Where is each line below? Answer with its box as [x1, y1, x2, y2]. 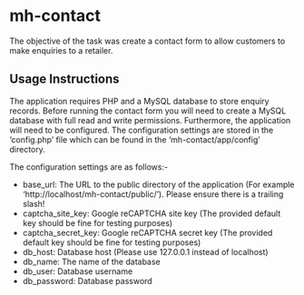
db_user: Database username [22, 265, 133, 277]
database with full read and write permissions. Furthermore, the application [9, 114, 291, 125]
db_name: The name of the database [22, 256, 161, 267]
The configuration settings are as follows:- [9, 161, 169, 172]
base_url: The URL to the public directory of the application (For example [22, 179, 295, 190]
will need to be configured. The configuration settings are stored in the [9, 124, 274, 135]
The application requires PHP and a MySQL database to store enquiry [9, 95, 270, 106]
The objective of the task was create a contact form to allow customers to [9, 35, 286, 46]
